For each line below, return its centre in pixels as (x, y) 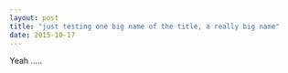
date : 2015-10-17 (43, 35)
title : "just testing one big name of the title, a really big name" (145, 26)
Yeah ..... (26, 61)
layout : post (34, 18)
